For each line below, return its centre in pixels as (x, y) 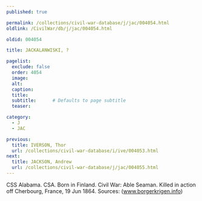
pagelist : (19, 61)
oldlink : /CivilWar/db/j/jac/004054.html (59, 28)
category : (19, 117)
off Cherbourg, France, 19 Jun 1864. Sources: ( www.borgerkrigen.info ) (95, 191)
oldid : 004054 (24, 39)
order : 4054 (27, 73)
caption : (23, 89)
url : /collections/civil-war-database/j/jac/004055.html (85, 168)
